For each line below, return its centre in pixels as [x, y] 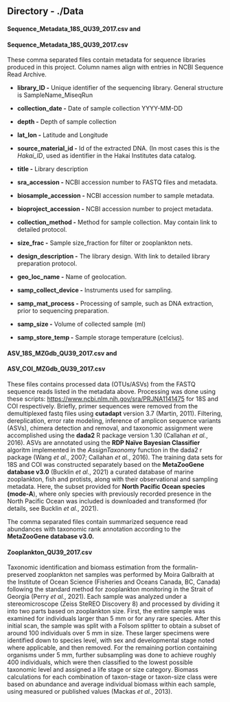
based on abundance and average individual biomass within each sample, [112, 684]
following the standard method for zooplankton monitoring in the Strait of [111, 589]
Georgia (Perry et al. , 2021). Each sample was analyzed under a [97, 597]
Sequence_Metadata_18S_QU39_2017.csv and [74, 29]
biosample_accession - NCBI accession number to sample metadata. [116, 196]
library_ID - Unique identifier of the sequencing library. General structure [120, 88]
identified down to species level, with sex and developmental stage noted [111, 640]
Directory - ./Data [45, 11]
